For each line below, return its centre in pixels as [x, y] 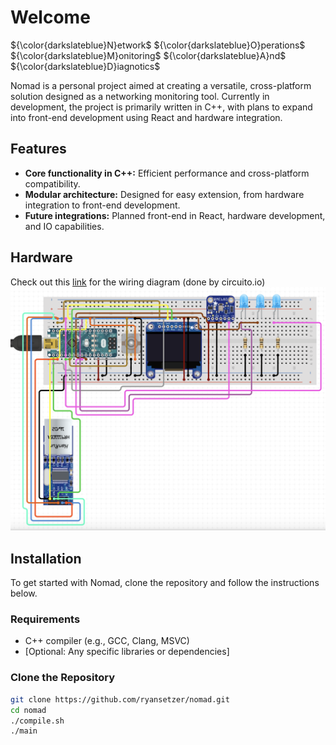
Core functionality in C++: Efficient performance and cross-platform [167, 173]
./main [24, 731]
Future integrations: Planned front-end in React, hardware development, [175, 215]
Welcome [50, 17]
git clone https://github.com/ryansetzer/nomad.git [120, 699]
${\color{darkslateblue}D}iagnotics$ [85, 66]
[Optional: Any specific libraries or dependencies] [127, 652]
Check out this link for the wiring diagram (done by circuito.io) [138, 282]
